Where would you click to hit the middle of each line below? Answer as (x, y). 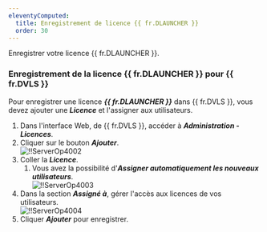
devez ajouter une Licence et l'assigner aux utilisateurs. (101, 110)
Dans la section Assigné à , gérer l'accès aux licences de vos (121, 194)
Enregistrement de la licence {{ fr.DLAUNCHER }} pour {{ (121, 74)
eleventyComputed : (39, 16)
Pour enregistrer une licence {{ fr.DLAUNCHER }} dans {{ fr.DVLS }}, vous (131, 102)
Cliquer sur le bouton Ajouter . (69, 142)
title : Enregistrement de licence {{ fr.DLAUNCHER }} (107, 23)
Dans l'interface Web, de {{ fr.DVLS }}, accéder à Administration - (129, 126)
